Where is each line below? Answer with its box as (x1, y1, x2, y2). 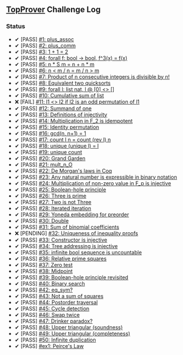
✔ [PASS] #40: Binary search (14, 280, 85, 287)
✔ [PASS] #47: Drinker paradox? (14, 317, 93, 324)
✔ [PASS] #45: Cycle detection (14, 305, 90, 312)
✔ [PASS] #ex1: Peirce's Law (14, 342, 84, 349)
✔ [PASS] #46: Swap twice (14, 311, 80, 318)
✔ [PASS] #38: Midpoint (14, 267, 73, 274)
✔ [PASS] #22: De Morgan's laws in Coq (14, 167, 113, 174)
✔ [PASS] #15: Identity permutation (14, 123, 100, 130)
